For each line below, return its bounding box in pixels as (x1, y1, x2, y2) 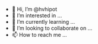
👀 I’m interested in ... (11, 12, 62, 19)
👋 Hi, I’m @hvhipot (11, 6, 58, 12)
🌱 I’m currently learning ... (11, 18, 75, 25)
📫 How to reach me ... (11, 32, 67, 38)
